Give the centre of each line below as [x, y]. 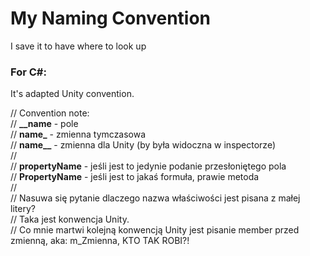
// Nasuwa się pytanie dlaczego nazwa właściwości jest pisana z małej [155, 198]
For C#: [28, 72]
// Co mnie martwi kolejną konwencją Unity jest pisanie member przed [155, 230]
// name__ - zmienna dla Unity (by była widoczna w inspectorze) [143, 145]
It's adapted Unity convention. [72, 94]
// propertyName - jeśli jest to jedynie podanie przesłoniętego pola [148, 166]
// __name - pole [44, 124]
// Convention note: [50, 113]
